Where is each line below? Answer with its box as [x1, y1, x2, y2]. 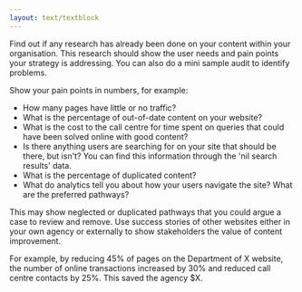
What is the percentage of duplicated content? [22, 170, 197, 180]
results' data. [22, 160, 73, 170]
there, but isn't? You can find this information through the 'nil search [22, 151, 278, 161]
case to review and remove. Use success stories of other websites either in [9, 216, 290, 227]
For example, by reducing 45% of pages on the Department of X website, [9, 253, 284, 264]
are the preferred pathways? [22, 189, 130, 200]
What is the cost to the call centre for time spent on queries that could [22, 122, 285, 132]
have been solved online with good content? [22, 131, 189, 141]
